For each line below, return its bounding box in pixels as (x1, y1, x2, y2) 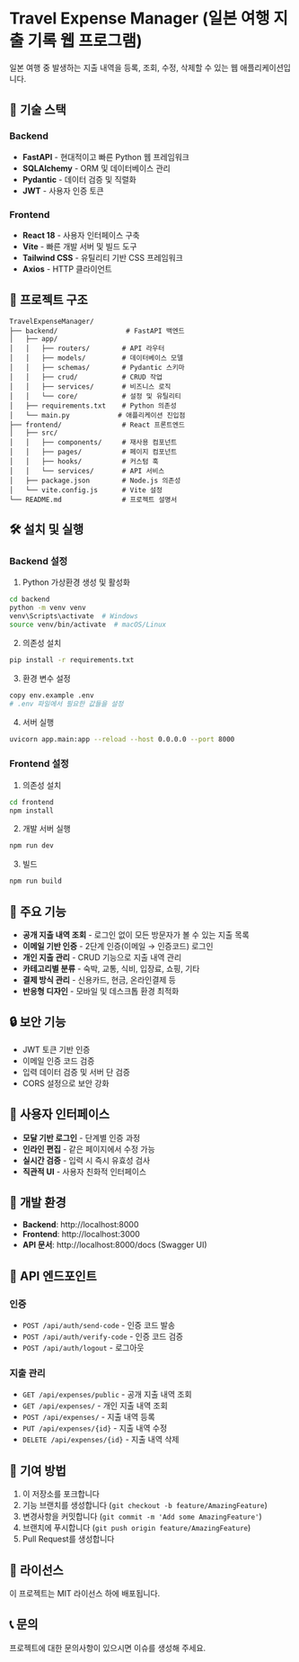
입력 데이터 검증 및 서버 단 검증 (22, 1066, 130, 1077)
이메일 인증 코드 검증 (22, 1055, 95, 1066)
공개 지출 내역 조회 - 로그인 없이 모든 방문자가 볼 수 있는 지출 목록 (22, 930, 250, 940)
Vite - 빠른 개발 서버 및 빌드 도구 (22, 240, 137, 252)
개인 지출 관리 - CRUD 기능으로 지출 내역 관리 (22, 952, 182, 963)
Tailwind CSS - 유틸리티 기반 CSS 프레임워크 (22, 252, 184, 263)
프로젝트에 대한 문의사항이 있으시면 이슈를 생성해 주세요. (9, 1642, 207, 1653)
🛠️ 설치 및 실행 (9, 522, 84, 537)
